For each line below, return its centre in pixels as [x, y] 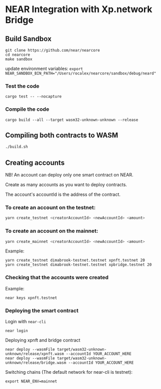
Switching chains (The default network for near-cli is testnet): [69, 372]
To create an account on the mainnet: [52, 231]
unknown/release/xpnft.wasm [35, 354]
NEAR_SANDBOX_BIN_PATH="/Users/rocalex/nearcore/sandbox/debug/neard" [81, 73]
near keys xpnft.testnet [31, 298]
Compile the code [27, 109]
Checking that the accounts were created [57, 278]
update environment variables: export [44, 69]
